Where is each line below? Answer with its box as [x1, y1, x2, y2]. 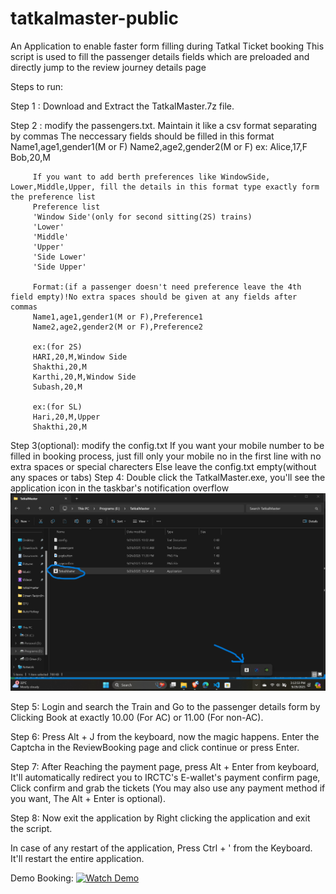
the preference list [10, 192, 97, 202]
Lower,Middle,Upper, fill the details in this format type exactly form [10, 182, 320, 192]
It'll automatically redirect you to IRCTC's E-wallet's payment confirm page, [10, 772, 321, 784]
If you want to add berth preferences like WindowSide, [32, 172, 271, 182]
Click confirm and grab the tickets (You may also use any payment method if [10, 782, 326, 794]
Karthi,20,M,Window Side [32, 372, 137, 382]
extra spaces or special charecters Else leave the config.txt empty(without [10, 460, 317, 472]
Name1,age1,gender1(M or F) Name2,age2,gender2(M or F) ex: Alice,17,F [10, 140, 308, 152]
